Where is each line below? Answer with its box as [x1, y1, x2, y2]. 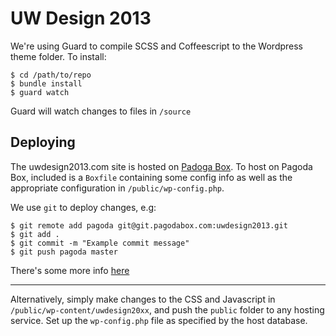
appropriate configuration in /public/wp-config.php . [10, 182, 225, 194]
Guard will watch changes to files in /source [10, 105, 192, 117]
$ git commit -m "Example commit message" [10, 238, 190, 248]
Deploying [10, 134, 76, 151]
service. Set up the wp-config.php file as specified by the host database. [10, 314, 308, 326]
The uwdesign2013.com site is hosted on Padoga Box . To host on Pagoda [10, 160, 313, 172]
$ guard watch [10, 87, 70, 97]
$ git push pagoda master [10, 247, 118, 257]
